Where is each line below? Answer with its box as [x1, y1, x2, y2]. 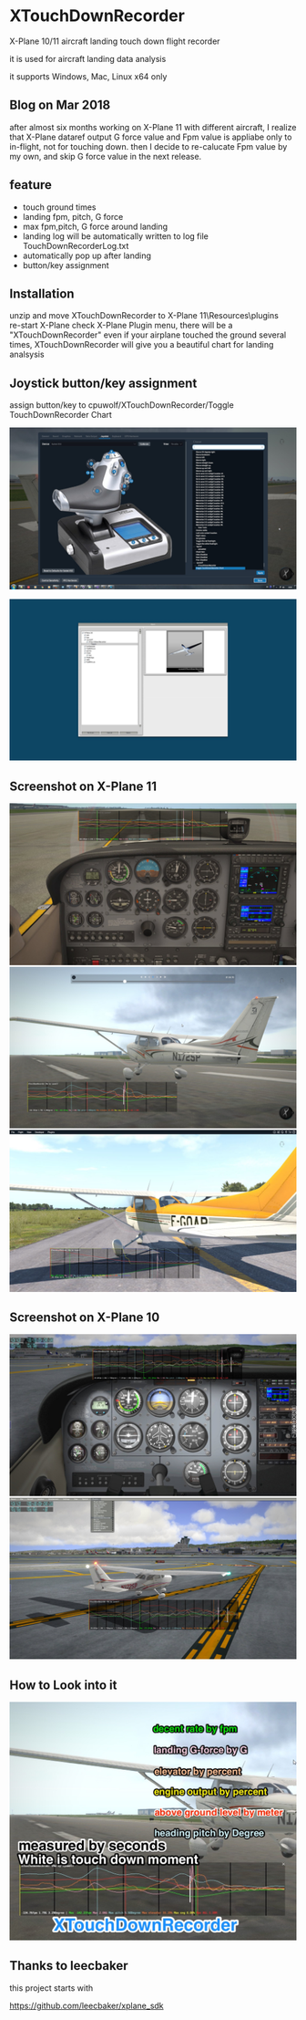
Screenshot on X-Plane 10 [9, 1309, 160, 1325]
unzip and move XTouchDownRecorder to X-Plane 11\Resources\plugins [9, 310, 280, 321]
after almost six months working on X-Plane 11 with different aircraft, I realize [9, 121, 297, 132]
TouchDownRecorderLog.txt [22, 240, 129, 251]
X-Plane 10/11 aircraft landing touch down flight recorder [9, 36, 220, 47]
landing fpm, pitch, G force [22, 211, 124, 222]
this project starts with [9, 1982, 94, 1994]
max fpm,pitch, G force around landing [22, 221, 168, 232]
